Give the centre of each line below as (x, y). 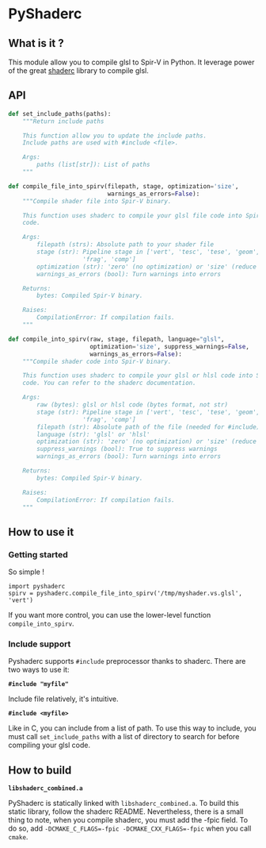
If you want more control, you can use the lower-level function (110, 615)
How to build (40, 770)
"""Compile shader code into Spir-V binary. (97, 361)
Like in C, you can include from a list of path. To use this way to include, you (132, 728)
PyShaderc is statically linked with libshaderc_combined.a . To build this (123, 804)
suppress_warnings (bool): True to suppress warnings (127, 449)
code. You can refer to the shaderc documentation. (109, 383)
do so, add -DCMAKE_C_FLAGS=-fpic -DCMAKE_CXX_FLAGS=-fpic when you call (130, 829)
